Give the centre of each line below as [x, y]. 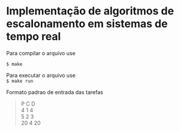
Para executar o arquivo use [41, 75]
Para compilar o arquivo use [41, 53]
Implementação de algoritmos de [90, 11]
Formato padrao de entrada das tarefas [55, 92]
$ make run [20, 81]
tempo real [34, 37]
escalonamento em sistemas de [87, 24]
